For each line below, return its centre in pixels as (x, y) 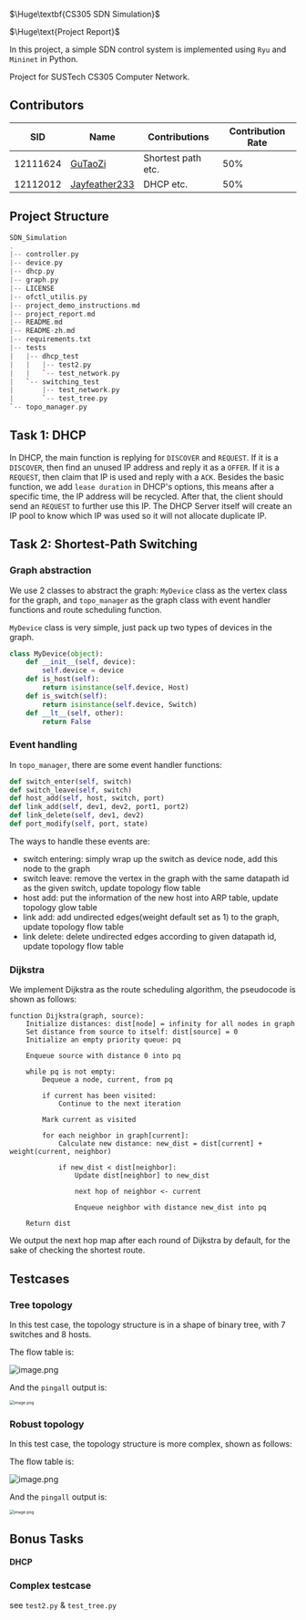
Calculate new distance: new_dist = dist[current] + (160, 1144)
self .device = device (83, 670)
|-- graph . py (34, 280)
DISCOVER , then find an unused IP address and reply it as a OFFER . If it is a (145, 467)
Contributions (178, 137)
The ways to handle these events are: (80, 841)
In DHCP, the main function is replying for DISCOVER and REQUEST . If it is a (144, 457)
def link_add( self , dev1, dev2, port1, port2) (99, 807)
